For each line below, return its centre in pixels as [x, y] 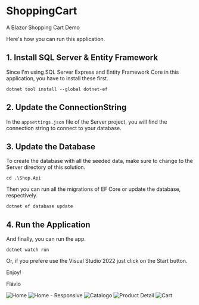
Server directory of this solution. [46, 167]
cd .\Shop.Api [24, 178]
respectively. [22, 196]
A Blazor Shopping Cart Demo [43, 27]
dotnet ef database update [40, 206]
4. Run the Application [48, 224]
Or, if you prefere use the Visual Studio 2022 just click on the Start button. [97, 261]
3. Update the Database [51, 147]
